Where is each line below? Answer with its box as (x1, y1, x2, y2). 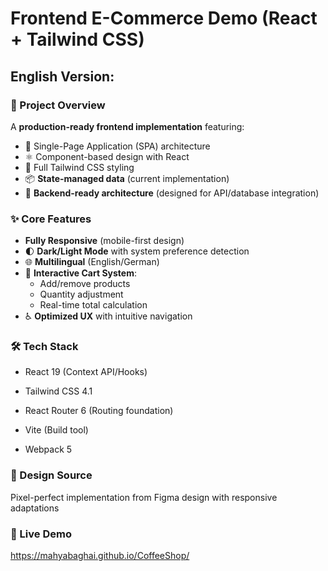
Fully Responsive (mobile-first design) (24, 235, 185, 247)
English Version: (10, 68, 115, 85)
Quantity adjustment (39, 288, 124, 301)
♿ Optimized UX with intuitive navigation (24, 310, 193, 322)
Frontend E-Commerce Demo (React (10, 7, 318, 30)
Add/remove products (39, 278, 131, 290)
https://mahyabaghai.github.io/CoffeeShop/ (10, 550, 190, 562)
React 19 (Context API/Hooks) (24, 366, 148, 378)
